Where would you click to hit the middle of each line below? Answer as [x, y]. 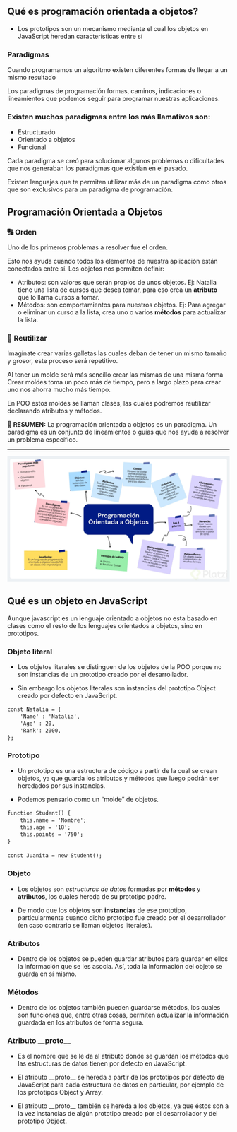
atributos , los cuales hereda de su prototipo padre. [92, 896]
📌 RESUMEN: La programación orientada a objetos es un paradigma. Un [112, 425]
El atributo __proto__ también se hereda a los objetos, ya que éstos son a [123, 1106]
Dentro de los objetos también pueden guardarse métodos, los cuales [119, 1008]
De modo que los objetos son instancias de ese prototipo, [102, 910]
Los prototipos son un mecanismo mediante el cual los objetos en [113, 28]
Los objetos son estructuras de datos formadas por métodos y [109, 889]
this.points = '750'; [51, 835]
